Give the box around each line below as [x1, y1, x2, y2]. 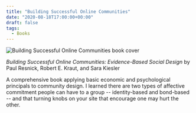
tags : [6, 25, 19, 31]
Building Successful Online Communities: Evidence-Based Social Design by [6, 59, 190, 66]
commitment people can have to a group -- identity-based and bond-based [6, 89, 190, 96]
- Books [11, 31, 31, 37]
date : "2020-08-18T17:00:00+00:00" [6, 14, 94, 20]
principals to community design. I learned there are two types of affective [6, 82, 185, 89]
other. [6, 101, 21, 108]
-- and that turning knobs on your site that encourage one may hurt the [6, 95, 179, 102]
